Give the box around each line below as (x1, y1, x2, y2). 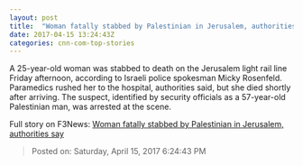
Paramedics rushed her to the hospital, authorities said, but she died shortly (9, 82, 291, 93)
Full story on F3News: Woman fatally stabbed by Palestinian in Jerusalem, (9, 119, 284, 130)
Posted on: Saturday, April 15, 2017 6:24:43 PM (31, 146, 207, 157)
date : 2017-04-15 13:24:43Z (9, 30, 115, 39)
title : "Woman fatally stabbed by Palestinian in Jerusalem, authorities (9, 22, 297, 31)
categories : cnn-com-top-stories (9, 38, 135, 48)
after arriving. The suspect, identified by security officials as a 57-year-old (9, 92, 286, 103)
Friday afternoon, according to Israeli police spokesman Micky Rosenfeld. (9, 73, 282, 84)
